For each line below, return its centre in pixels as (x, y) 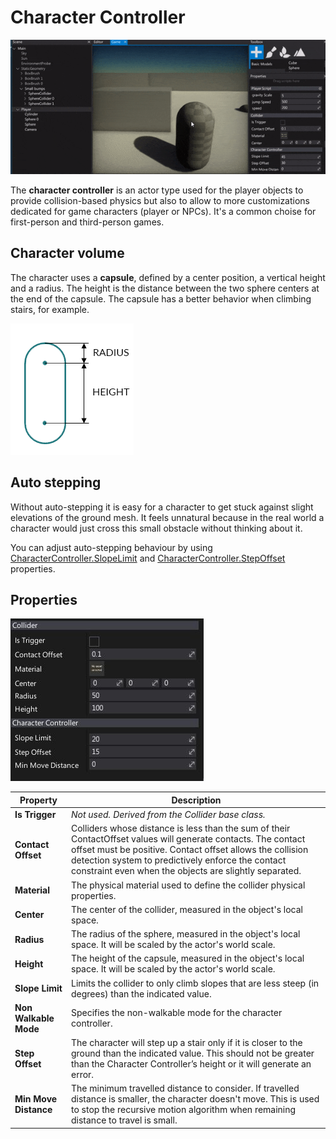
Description (196, 800)
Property (38, 800)
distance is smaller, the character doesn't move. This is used (195, 1099)
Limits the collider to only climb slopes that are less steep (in (195, 983)
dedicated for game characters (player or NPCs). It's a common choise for (163, 211)
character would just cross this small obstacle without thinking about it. (156, 528)
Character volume (67, 253)
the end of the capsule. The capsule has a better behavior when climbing (161, 298)
